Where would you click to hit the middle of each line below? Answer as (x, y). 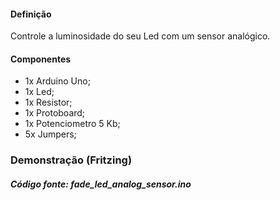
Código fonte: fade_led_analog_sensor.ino (101, 184)
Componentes (41, 59)
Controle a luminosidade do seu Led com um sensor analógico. (140, 36)
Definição (31, 14)
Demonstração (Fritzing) (71, 160)
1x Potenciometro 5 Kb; (72, 124)
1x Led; (39, 92)
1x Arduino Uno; (57, 81)
